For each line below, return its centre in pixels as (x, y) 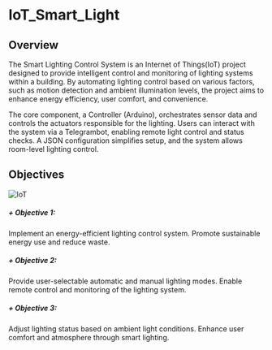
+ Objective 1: (32, 213)
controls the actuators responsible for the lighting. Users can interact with (132, 123)
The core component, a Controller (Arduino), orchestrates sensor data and (133, 115)
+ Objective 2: (32, 261)
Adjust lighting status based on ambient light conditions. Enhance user (126, 328)
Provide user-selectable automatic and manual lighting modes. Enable (125, 281)
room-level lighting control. (54, 149)
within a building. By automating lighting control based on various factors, (132, 82)
